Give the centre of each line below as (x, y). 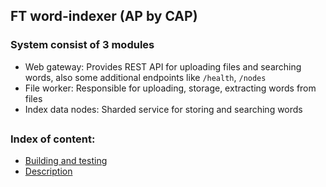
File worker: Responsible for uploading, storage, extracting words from (170, 88)
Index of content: (53, 139)
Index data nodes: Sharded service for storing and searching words (163, 109)
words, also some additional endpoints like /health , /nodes (145, 77)
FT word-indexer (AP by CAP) (104, 16)
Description (48, 171)
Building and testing (66, 161)
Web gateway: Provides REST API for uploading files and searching (163, 66)
